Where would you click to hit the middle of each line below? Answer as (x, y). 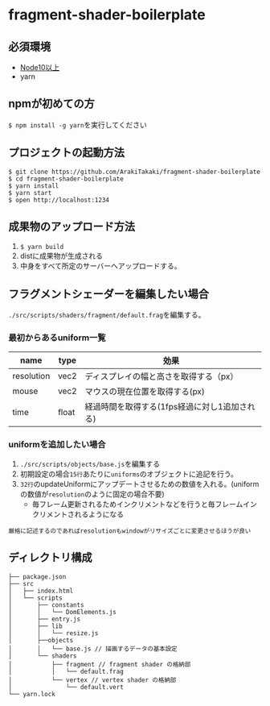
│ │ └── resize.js (53, 633)
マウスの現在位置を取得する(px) (145, 391)
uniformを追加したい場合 (57, 445)
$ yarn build (42, 247)
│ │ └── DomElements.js (62, 612)
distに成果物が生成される (61, 256)
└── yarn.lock (32, 694)
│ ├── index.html (41, 591)
